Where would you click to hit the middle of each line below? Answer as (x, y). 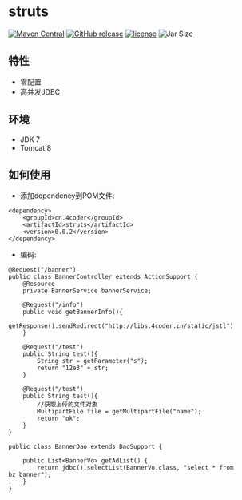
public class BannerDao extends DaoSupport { (85, 447)
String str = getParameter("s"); (93, 361)
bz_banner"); (30, 475)
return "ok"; (59, 419)
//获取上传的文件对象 (67, 405)
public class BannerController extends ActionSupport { (103, 277)
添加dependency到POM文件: (67, 196)
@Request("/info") (53, 305)
